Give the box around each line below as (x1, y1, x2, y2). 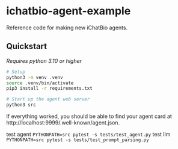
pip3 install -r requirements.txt (6, 86, 93, 92)
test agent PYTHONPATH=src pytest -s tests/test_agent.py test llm (6, 130, 171, 138)
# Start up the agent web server (6, 96, 90, 102)
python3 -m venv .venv (6, 74, 63, 80)
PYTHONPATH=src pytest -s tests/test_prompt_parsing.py (6, 137, 149, 143)
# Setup (6, 69, 26, 75)
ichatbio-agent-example (6, 4, 131, 18)
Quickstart (6, 41, 48, 51)
